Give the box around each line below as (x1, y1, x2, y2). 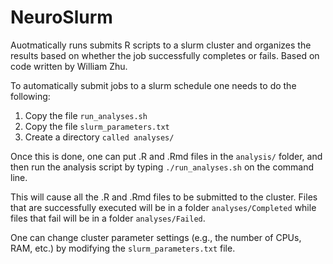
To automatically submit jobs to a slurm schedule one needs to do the (10, 79, 297, 91)
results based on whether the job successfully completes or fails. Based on (10, 49, 320, 61)
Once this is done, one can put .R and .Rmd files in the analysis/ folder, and (10, 150, 323, 162)
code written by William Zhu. (10, 60, 128, 72)
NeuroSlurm (10, 6, 113, 29)
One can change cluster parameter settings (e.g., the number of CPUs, (10, 231, 302, 243)
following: (10, 90, 51, 102)
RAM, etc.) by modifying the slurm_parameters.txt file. (10, 242, 236, 254)
